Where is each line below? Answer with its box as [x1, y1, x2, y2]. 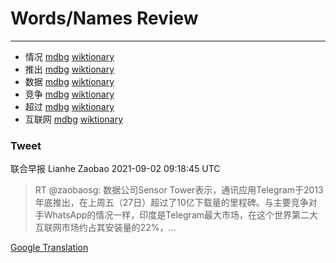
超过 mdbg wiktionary [24, 100, 115, 112]
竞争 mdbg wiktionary [24, 88, 115, 100]
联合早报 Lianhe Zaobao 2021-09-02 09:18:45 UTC [10, 163, 221, 175]
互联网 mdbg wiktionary [24, 113, 124, 125]
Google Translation [10, 242, 89, 254]
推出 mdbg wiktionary [24, 63, 115, 75]
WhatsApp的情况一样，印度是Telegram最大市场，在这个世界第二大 [43, 209, 319, 221]
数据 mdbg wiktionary [24, 75, 115, 87]
